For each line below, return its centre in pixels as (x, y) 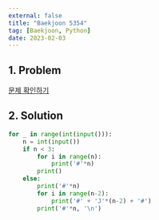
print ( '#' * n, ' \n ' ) (70, 208)
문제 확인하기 (29, 90)
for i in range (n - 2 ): (73, 193)
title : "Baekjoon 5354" (48, 23)
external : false (35, 16)
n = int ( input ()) (52, 141)
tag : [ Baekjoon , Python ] (50, 30)
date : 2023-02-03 (37, 38)
